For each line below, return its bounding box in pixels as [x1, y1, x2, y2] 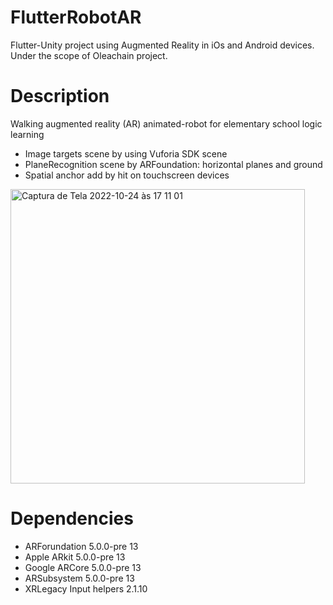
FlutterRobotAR [10, 6, 142, 29]
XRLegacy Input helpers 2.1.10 [24, 582, 148, 595]
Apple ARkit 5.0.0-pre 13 [24, 551, 126, 563]
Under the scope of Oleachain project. [10, 49, 168, 61]
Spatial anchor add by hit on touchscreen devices [24, 169, 230, 181]
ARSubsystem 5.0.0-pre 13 [24, 572, 135, 584]
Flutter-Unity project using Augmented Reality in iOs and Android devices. [10, 39, 315, 51]
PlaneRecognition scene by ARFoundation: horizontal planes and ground [24, 158, 323, 170]
